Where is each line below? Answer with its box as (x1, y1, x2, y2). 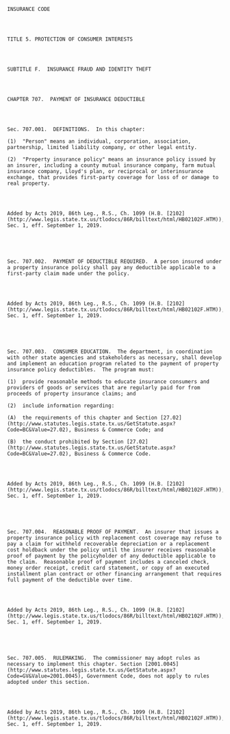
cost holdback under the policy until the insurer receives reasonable (7, 547, 216, 553)
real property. (7, 180, 51, 187)
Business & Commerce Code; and (74, 426, 164, 433)
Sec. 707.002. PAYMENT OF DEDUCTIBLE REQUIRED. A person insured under (7, 258, 222, 265)
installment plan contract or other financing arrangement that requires (7, 571, 222, 577)
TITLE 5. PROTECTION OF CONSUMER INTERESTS (7, 36, 133, 43)
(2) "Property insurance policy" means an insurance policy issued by (7, 156, 216, 163)
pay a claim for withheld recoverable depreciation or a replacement (7, 540, 210, 547)
